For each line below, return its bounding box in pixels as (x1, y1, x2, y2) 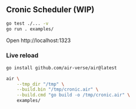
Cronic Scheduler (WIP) (6, 5, 95, 15)
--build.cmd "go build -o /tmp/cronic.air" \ (16, 92, 131, 98)
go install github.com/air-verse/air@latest (6, 65, 117, 70)
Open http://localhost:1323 (6, 37, 71, 44)
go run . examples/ (6, 26, 54, 32)
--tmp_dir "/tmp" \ (16, 81, 65, 87)
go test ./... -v (6, 20, 49, 26)
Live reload (6, 52, 39, 60)
